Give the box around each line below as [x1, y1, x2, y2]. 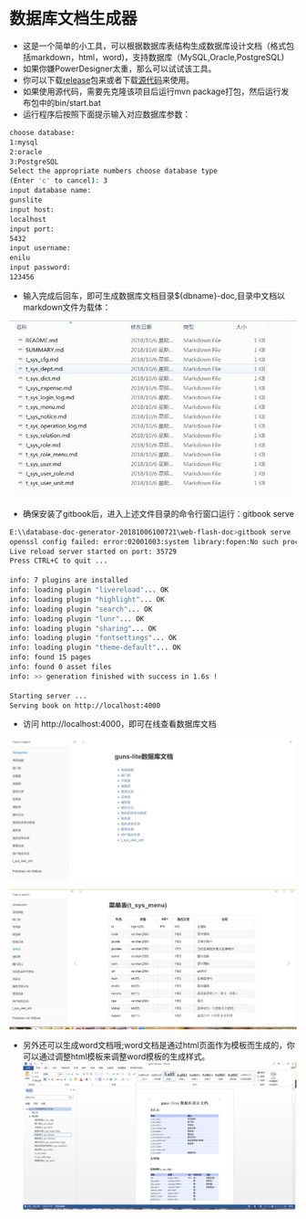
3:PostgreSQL [9, 157, 59, 166]
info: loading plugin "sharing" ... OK [9, 624, 157, 633]
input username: [9, 244, 71, 253]
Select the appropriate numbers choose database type [9, 166, 219, 176]
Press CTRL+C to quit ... [9, 556, 107, 566]
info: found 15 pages [9, 653, 92, 662]
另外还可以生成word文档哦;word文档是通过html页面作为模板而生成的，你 [22, 1040, 295, 1051]
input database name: [9, 186, 92, 195]
